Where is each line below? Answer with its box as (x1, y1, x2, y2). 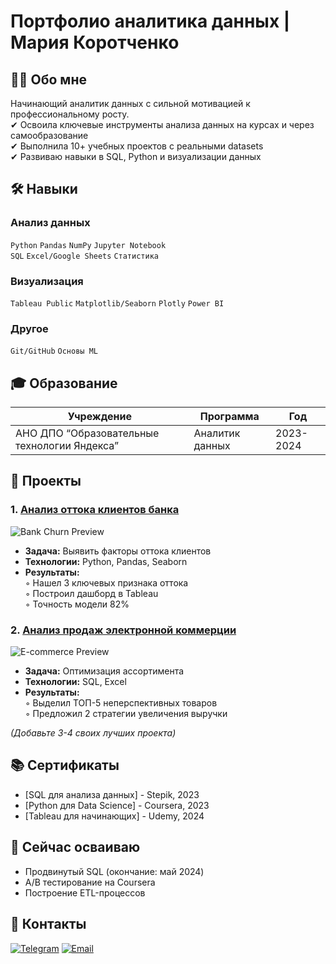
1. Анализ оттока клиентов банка (10, 503, 180, 517)
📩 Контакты (10, 916, 87, 933)
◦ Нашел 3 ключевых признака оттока (24, 576, 189, 589)
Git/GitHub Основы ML (10, 346, 98, 357)
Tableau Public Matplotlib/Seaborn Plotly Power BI (10, 298, 225, 309)
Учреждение (67, 410, 132, 424)
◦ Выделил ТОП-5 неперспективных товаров (24, 697, 218, 709)
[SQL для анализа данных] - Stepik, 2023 (24, 788, 200, 800)
